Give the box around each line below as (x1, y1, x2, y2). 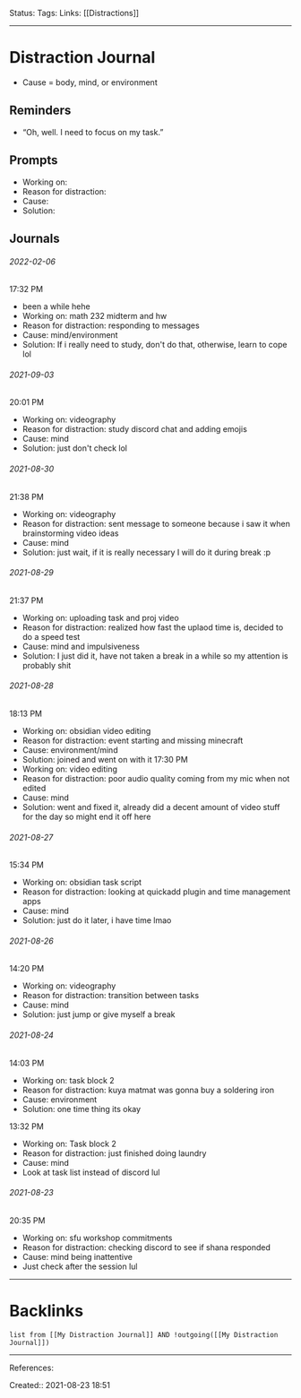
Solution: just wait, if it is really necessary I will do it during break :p (21, 547, 271, 557)
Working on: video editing (21, 764, 118, 774)
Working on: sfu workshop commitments (21, 1232, 173, 1243)
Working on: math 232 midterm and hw (21, 311, 168, 322)
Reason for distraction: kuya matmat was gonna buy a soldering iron (21, 1084, 275, 1095)
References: (9, 1362, 54, 1373)
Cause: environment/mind (21, 744, 118, 755)
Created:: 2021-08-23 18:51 (9, 1379, 110, 1390)
